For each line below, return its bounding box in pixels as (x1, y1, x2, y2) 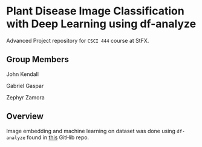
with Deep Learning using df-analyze (6, 17, 197, 31)
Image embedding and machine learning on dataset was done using (6, 127, 175, 134)
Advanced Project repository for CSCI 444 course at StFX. (6, 37, 149, 44)
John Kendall (6, 70, 39, 78)
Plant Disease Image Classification (6, 4, 184, 18)
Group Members (6, 54, 70, 64)
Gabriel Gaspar (6, 82, 44, 89)
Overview (6, 111, 44, 122)
